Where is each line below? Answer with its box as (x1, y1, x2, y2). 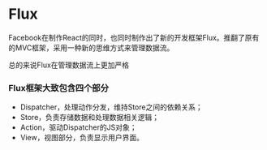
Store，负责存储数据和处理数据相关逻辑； (19, 113, 160, 122)
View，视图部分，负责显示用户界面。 (19, 133, 144, 143)
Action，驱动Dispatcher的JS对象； (19, 122, 137, 132)
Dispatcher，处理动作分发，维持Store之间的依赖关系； (19, 102, 203, 112)
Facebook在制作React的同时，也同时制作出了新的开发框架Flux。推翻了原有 (8, 32, 260, 42)
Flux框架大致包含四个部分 (8, 82, 110, 93)
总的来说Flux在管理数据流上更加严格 (8, 60, 130, 70)
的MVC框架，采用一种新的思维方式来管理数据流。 (8, 42, 174, 53)
